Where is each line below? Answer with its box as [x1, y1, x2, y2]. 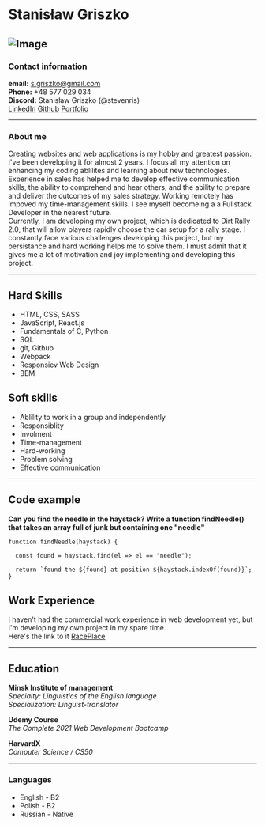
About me [8, 131, 47, 142]
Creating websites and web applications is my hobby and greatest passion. [8, 149, 252, 159]
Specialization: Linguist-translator [8, 700, 119, 710]
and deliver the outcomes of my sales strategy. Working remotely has [8, 191, 234, 201]
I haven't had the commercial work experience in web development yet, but [8, 615, 253, 624]
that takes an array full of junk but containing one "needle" [8, 522, 205, 532]
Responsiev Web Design [19, 360, 99, 369]
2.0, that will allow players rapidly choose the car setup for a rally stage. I [8, 225, 246, 234]
